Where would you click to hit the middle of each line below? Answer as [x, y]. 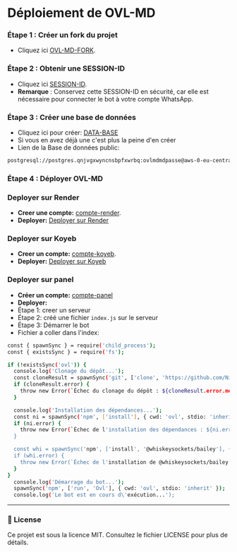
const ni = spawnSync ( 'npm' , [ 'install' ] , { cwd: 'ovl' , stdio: [110, 417]
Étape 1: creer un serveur [54, 310]
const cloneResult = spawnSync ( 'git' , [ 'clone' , [86, 378]
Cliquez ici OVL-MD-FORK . [56, 50]
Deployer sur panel [41, 280]
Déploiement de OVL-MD [81, 13]
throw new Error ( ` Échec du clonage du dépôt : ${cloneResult [111, 391]
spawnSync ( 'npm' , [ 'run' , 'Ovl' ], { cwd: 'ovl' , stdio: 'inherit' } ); [120, 489]
